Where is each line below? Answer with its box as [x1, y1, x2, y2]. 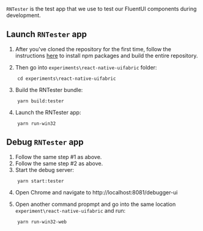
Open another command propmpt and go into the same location [15, 201, 176, 208]
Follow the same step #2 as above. [15, 160, 103, 167]
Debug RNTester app [6, 137, 84, 147]
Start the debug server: [15, 166, 75, 173]
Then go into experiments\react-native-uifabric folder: [15, 63, 157, 71]
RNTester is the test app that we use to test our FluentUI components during [6, 5, 197, 12]
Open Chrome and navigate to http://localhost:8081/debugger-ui [15, 188, 178, 196]
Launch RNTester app [6, 29, 87, 40]
